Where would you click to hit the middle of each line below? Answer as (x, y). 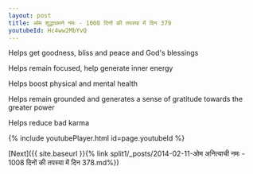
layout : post (30, 15)
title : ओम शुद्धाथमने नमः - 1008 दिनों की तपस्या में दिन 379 (90, 23)
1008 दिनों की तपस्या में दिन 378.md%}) (64, 163)
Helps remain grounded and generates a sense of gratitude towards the (126, 99)
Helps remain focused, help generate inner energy (91, 68)
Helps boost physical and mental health (73, 83)
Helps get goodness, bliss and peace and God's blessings (103, 53)
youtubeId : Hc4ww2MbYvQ (48, 30)
